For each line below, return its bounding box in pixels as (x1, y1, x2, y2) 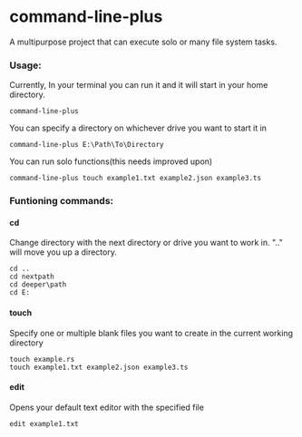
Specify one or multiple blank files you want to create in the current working (9, 327, 293, 338)
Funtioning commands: (9, 195, 114, 208)
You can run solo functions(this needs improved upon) (9, 156, 213, 167)
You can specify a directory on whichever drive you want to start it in (9, 122, 268, 133)
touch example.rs (9, 354, 75, 364)
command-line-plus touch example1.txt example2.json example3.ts (9, 174, 261, 183)
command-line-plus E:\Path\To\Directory (9, 141, 165, 150)
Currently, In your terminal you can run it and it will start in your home (9, 80, 268, 91)
